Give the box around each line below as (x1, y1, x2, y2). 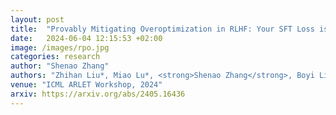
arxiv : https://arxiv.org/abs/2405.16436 (10, 89, 186, 99)
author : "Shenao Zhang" (10, 61, 110, 71)
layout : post (10, 14, 65, 25)
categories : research (10, 52, 101, 62)
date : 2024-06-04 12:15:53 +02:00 (10, 33, 163, 43)
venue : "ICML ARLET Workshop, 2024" (10, 80, 163, 90)
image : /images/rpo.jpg (10, 42, 110, 53)
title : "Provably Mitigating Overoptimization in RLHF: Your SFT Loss (10, 24, 315, 34)
